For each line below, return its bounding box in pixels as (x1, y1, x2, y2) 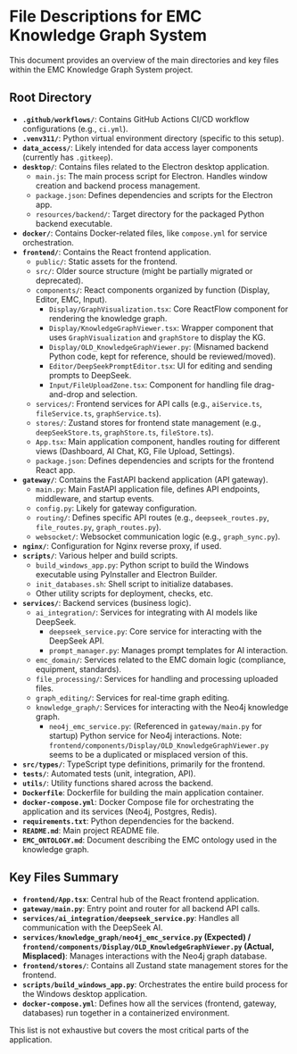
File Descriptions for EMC (9, 6, 202, 27)
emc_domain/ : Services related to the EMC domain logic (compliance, (35, 654, 286, 665)
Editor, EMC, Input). (35, 294, 108, 304)
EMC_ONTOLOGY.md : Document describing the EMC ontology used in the (21, 834, 277, 845)
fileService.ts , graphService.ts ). (35, 408, 162, 419)
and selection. (86, 388, 138, 399)
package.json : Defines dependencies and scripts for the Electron (35, 189, 274, 200)
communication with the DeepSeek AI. (21, 922, 163, 933)
